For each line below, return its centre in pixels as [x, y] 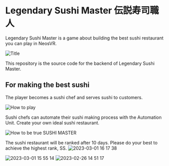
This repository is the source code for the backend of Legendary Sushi [80, 63]
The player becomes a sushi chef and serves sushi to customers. [74, 97]
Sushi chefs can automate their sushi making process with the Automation [84, 117]
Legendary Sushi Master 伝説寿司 [78, 11]
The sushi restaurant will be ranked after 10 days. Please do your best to [81, 142]
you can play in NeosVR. [31, 43]
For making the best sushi [47, 85]
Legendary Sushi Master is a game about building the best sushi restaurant [84, 38]
